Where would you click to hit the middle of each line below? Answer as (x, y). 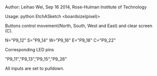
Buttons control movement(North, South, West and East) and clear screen (79, 26)
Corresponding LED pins (30, 50)
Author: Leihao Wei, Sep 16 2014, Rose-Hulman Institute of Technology (76, 7)
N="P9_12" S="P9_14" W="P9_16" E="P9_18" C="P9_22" (60, 40)
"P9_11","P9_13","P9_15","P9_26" (36, 59)
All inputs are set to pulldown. (35, 68)
